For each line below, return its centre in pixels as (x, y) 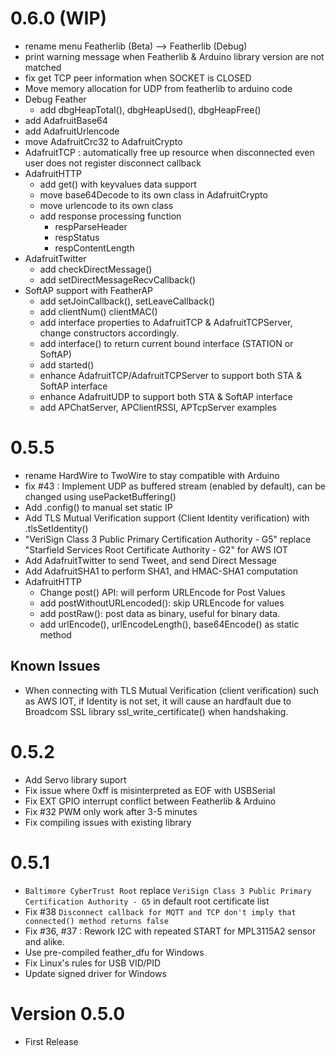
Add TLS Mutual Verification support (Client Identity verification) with (167, 518)
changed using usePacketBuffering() (100, 496)
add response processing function (110, 216)
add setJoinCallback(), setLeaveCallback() (127, 301)
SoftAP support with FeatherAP (89, 290)
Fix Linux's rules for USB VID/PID (93, 963)
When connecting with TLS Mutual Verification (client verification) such (172, 690)
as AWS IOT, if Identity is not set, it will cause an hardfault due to (158, 701)
